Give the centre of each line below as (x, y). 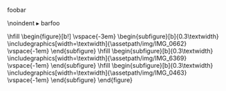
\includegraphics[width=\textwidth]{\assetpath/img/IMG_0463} (97, 73)
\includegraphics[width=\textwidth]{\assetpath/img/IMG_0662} (97, 43)
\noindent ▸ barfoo (34, 23)
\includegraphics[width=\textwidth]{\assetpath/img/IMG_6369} (97, 58)
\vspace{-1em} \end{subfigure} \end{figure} (70, 80)
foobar (17, 10)
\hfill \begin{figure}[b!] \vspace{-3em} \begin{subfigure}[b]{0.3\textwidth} (113, 36)
